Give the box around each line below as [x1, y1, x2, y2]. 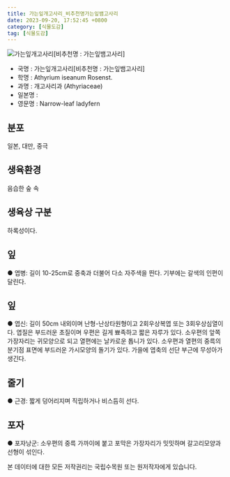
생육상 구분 [7, 207, 52, 219]
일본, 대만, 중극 [7, 142, 49, 150]
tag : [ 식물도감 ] [7, 29, 49, 37]
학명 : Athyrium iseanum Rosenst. [17, 73, 113, 82]
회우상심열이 [189, 319, 224, 328]
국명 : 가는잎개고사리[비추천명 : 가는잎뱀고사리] [17, 64, 145, 73]
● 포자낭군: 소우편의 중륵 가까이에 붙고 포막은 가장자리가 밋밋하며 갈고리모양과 [7, 439, 222, 447]
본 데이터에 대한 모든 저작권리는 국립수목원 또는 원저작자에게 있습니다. [7, 462, 197, 471]
